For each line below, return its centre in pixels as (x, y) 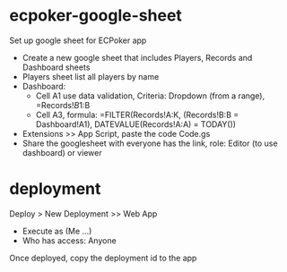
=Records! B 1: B (63, 105)
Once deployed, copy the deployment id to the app (103, 258)
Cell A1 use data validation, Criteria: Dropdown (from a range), (150, 96)
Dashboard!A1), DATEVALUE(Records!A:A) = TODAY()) (135, 124)
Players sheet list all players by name (91, 76)
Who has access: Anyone (69, 240)
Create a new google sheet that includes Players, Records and (137, 57)
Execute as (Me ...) (57, 231)
